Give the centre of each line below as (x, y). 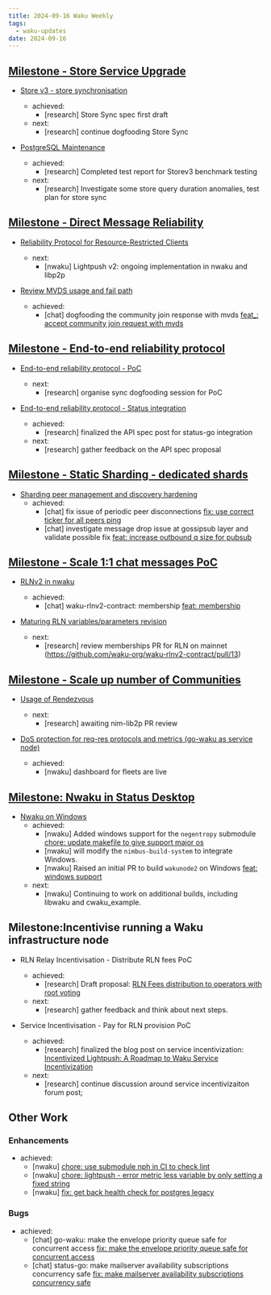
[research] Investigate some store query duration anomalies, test (152, 189)
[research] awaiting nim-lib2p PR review (111, 724)
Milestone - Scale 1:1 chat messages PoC (113, 562)
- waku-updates (41, 31)
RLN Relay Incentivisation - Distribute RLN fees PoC (106, 959)
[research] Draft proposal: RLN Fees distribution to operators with (153, 984)
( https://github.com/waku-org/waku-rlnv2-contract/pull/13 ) (142, 654)
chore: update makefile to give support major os (124, 842)
